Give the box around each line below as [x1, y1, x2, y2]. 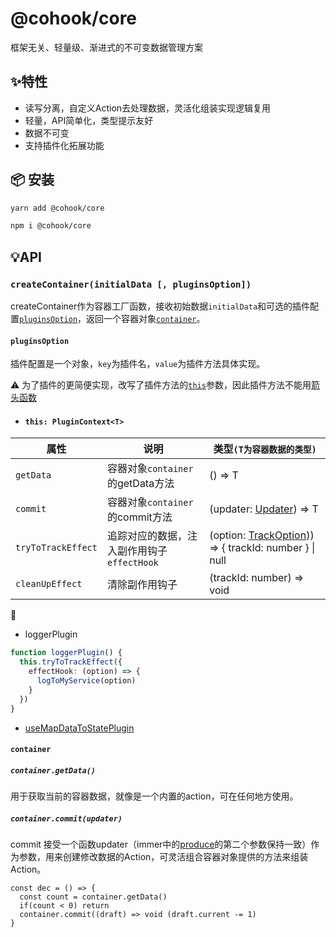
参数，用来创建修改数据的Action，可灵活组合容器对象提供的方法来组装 [18, 851, 309, 863]
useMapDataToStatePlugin [24, 722, 135, 734]
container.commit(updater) [10, 813, 123, 824]
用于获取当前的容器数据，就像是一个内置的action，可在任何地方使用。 [10, 790, 299, 802]
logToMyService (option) [36, 676, 137, 686]
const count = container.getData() [19, 892, 168, 902]
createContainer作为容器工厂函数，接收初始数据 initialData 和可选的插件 [10, 300, 311, 312]
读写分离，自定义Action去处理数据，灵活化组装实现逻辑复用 [24, 102, 272, 114]
